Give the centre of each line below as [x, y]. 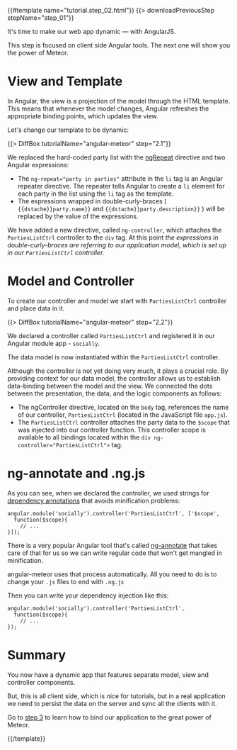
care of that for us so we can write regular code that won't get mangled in [115, 553]
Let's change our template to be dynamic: [68, 130]
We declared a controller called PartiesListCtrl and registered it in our [111, 335]
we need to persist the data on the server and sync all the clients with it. [112, 703]
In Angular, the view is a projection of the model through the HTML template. [119, 101]
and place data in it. [36, 308]
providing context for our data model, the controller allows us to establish [114, 378]
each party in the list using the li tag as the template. [96, 194]
